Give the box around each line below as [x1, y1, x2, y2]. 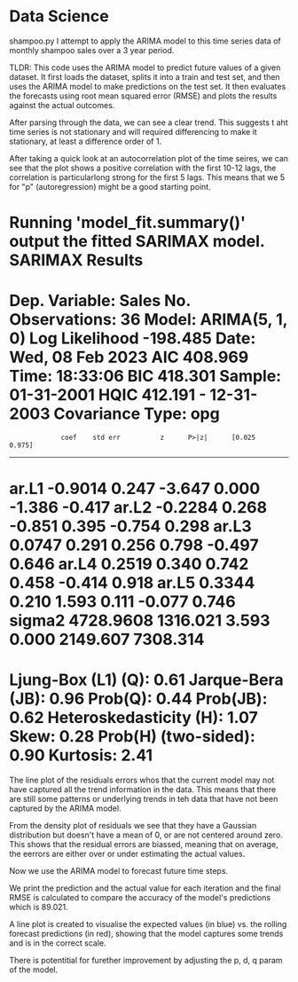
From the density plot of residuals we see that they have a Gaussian [9, 821, 257, 831]
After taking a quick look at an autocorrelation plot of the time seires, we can [9, 153, 289, 163]
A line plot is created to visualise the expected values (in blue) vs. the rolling [9, 919, 287, 930]
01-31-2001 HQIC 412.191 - [9, 385, 207, 405]
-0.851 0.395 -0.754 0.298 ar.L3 [9, 516, 253, 537]
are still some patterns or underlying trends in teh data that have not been [9, 794, 278, 805]
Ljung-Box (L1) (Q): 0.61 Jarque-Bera [9, 670, 284, 690]
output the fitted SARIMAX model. [9, 232, 265, 252]
